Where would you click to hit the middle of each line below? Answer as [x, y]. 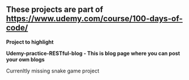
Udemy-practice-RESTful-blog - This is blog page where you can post [93, 53]
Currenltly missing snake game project [53, 71]
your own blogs [26, 59]
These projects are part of [55, 10]
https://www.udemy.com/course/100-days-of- [95, 19]
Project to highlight [30, 42]
